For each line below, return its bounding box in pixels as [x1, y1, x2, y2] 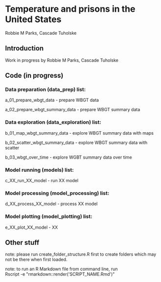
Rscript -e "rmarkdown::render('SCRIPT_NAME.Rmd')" [5, 271, 115, 277]
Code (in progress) [5, 71, 64, 80]
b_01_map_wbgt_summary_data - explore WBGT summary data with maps [5, 130, 154, 136]
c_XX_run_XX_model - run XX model [5, 178, 79, 184]
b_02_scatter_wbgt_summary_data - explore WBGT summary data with [5, 140, 148, 145]
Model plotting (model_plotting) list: [5, 213, 92, 220]
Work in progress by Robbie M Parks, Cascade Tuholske [5, 57, 118, 63]
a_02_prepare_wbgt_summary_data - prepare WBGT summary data [5, 107, 140, 113]
